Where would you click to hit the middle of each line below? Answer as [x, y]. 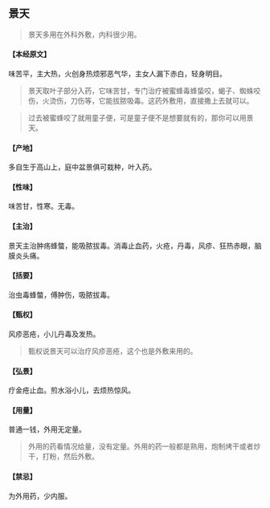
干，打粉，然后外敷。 [63, 457]
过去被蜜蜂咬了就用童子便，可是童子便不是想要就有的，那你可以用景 [141, 118]
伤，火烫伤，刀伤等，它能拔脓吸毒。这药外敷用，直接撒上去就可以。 [141, 101]
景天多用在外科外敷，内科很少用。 [84, 35]
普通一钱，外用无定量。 [47, 429]
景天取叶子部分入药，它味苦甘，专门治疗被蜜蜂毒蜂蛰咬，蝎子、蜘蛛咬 [144, 91]
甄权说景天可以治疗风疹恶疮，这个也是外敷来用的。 [112, 352]
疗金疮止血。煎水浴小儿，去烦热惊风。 [72, 390]
